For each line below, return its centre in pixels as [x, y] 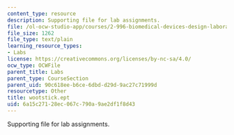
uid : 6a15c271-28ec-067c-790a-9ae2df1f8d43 [71, 104]
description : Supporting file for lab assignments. [84, 20]
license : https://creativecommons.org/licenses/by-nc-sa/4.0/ [99, 59]
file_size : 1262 [31, 33]
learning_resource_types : [45, 46]
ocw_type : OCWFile [34, 65]
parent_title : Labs [36, 72]
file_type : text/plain [40, 40]
